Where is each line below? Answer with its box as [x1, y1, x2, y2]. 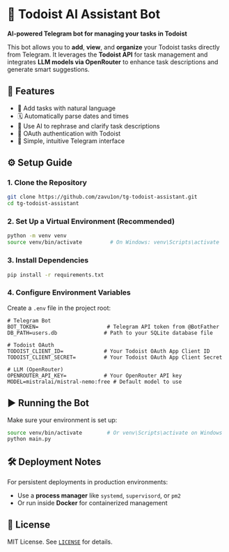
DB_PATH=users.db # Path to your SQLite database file [7, 329, 214, 336]
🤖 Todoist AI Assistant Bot [7, 6, 161, 22]
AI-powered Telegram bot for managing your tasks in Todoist [7, 29, 188, 38]
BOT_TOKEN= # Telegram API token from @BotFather [7, 323, 219, 330]
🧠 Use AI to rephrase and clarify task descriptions [17, 121, 160, 130]
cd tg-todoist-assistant [7, 200, 79, 207]
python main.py [7, 435, 52, 442]
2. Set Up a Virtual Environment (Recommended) [7, 216, 175, 226]
